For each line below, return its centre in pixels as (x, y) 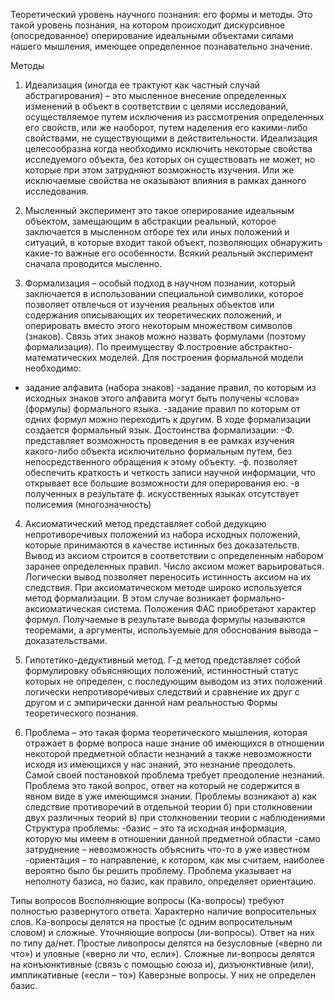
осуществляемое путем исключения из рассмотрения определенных (174, 117)
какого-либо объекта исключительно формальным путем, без (158, 451)
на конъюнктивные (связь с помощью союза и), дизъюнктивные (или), (162, 964)
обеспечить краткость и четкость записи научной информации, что (170, 472)
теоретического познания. (81, 713)
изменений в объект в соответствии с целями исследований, (156, 106)
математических (61, 357)
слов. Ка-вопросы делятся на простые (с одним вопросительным (151, 922)
